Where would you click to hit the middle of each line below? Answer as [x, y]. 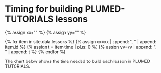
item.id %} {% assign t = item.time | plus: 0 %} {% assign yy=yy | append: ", [81, 47]
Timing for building [44, 9]
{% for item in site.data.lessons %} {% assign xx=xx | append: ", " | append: [81, 41]
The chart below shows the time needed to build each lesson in [68, 61]
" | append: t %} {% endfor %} [35, 52]
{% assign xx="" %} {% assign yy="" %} [46, 32]
